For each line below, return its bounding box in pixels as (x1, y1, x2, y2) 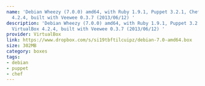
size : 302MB (6, 43, 37, 49)
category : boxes (6, 48, 48, 55)
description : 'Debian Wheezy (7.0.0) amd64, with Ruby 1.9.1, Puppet (6, 20, 187, 26)
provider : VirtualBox (6, 31, 62, 38)
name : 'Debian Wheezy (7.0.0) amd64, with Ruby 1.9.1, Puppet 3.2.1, (6, 8, 187, 15)
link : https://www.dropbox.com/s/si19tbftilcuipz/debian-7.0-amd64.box (6, 37, 192, 43)
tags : (6, 54, 20, 60)
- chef (6, 71, 23, 77)
